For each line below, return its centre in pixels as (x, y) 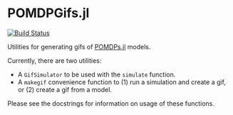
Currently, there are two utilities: (55, 60)
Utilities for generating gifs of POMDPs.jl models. (79, 46)
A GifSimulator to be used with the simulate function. (97, 74)
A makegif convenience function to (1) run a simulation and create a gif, (122, 82)
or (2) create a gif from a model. (65, 89)
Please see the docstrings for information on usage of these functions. (111, 103)
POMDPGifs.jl (48, 13)
